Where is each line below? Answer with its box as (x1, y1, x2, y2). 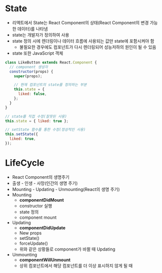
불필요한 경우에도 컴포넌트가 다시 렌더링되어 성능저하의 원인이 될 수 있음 (19, 44, 157, 50)
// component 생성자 (9, 64, 48, 69)
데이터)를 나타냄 (17, 25, 48, 32)
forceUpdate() (19, 240, 48, 246)
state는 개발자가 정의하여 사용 (12, 32, 69, 38)
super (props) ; (14, 74, 42, 79)
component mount (19, 214, 57, 220)
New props (19, 230, 42, 236)
